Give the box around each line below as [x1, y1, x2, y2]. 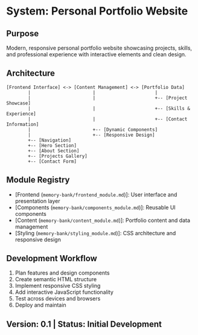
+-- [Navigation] [28, 137, 71, 143]
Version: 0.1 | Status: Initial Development [6, 319, 162, 329]
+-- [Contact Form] [28, 158, 77, 164]
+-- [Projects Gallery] [28, 153, 88, 159]
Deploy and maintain [14, 301, 66, 309]
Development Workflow [6, 253, 98, 264]
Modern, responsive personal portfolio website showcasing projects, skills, [6, 44, 192, 51]
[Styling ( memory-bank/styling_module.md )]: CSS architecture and [14, 229, 176, 236]
